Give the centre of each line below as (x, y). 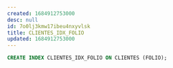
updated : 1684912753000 (41, 39)
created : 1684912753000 (41, 13)
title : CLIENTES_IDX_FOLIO (46, 33)
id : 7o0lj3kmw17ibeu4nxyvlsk (49, 26)
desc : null (23, 20)
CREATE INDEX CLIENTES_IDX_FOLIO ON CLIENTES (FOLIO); (87, 58)
